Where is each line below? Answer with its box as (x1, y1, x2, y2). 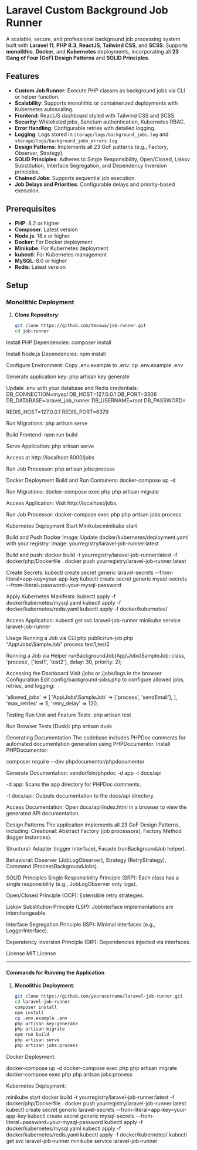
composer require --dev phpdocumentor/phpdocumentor (6, 758, 145, 765)
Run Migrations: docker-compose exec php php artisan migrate (6, 488, 159, 495)
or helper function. (14, 93, 60, 100)
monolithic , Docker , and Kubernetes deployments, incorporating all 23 (6, 48, 179, 55)
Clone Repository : (14, 311, 60, 318)
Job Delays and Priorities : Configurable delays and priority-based (14, 181, 175, 188)
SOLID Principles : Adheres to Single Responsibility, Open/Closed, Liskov (14, 155, 191, 162)
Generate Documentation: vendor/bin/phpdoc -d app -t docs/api (6, 769, 162, 776)
